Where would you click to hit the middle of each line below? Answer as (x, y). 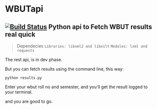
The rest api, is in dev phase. (34, 60)
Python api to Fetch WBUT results (100, 27)
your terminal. (19, 92)
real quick (20, 34)
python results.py (23, 78)
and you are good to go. (29, 101)
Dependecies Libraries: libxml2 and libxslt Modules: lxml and (82, 46)
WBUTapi (24, 9)
